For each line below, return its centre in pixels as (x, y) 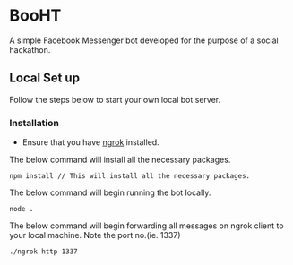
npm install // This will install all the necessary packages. (130, 176)
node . (22, 209)
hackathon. (30, 49)
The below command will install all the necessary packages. (120, 160)
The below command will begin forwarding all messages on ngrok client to (146, 226)
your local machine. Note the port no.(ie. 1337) (95, 235)
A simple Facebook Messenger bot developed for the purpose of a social (144, 40)
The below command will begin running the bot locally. (110, 192)
